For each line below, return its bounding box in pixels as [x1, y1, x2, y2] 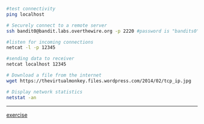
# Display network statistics [6, 89, 83, 95]
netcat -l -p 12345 [6, 44, 56, 51]
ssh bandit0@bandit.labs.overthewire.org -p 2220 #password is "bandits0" [6, 28, 200, 34]
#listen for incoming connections [6, 39, 94, 45]
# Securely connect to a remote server [6, 22, 107, 29]
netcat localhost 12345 [6, 61, 67, 67]
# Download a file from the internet [6, 72, 102, 78]
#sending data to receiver [6, 55, 75, 62]
